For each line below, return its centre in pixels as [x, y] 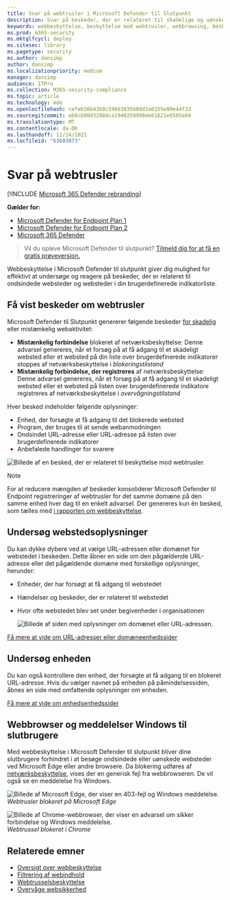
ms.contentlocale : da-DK [42, 128]
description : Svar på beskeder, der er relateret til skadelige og [105, 20]
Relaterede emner [46, 851]
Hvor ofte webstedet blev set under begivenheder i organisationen [111, 611]
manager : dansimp [32, 77]
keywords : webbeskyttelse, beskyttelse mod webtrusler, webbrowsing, [108, 26]
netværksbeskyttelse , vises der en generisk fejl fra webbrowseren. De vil [110, 774]
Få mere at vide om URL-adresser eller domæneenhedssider [92, 637]
